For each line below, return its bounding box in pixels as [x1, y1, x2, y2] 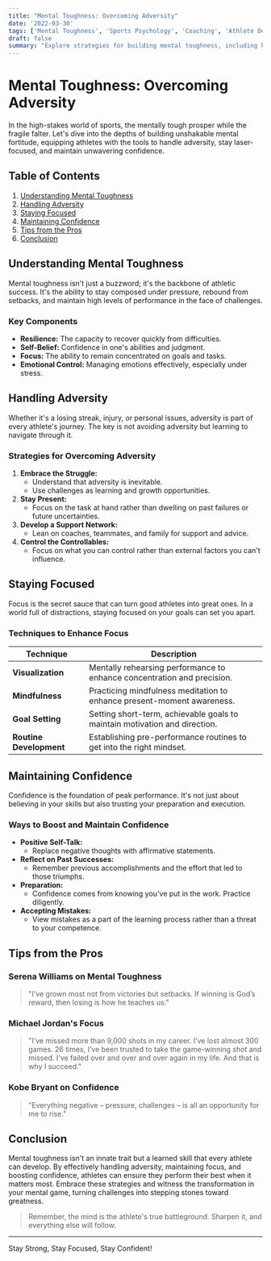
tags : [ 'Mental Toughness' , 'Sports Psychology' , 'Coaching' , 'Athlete [8, 27, 254, 35]
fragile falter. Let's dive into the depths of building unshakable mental [8, 129, 240, 139]
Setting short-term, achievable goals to [88, 709, 239, 720]
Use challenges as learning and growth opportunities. [31, 485, 211, 496]
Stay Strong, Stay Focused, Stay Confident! [8, 1243, 152, 1254]
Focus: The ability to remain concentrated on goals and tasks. [19, 351, 227, 360]
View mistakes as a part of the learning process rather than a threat [31, 914, 256, 924]
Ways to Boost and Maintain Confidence [8, 819, 169, 830]
